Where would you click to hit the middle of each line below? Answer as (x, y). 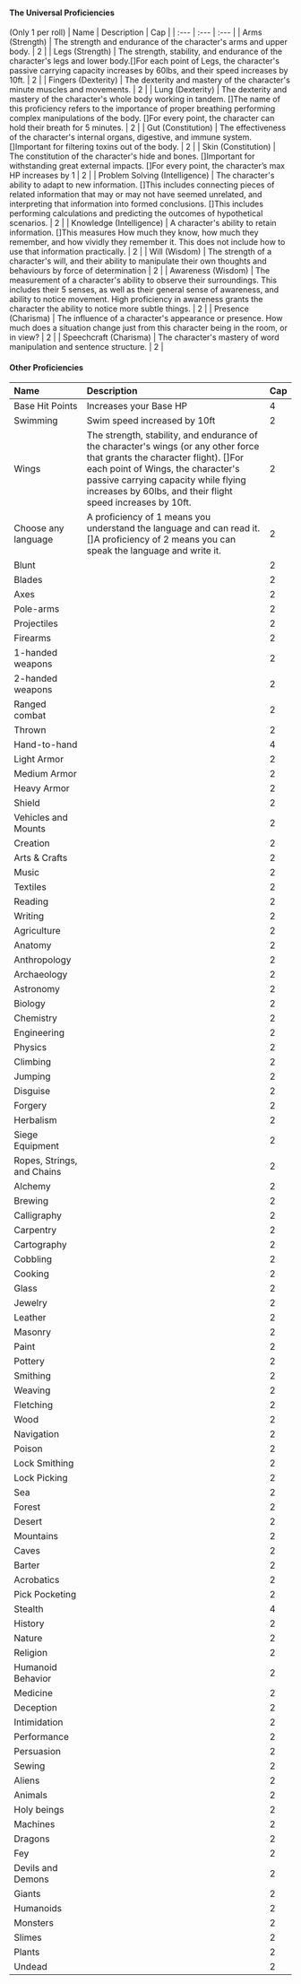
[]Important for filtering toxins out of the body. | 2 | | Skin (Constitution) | (142, 147)
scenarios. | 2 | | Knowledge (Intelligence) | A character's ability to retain (143, 223)
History (29, 1623)
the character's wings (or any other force (173, 447)
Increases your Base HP (137, 406)
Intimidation (39, 1722)
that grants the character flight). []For (165, 457)
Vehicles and (41, 818)
